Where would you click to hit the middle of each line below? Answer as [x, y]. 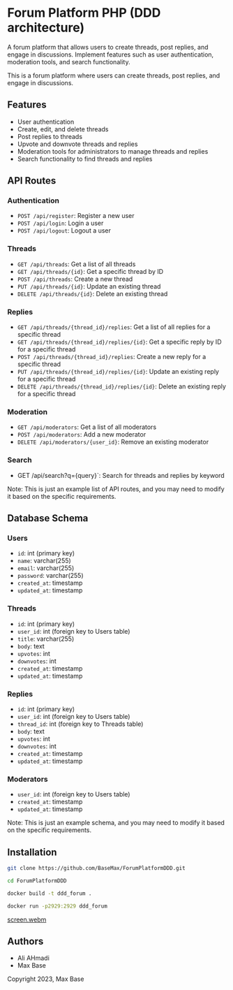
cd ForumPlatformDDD [37, 881]
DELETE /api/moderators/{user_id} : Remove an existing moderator [113, 442]
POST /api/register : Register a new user [76, 216]
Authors [25, 941]
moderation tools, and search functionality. [69, 61]
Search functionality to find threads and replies [85, 159]
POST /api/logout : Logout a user [64, 231]
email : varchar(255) [46, 568]
